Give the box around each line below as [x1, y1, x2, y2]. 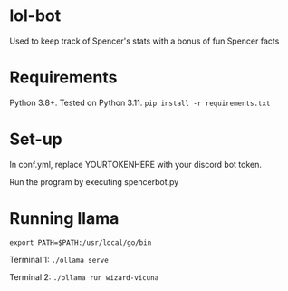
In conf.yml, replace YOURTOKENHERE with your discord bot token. [9, 159, 263, 170]
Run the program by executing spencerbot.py [9, 176, 179, 187]
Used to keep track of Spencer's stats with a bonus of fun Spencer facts [9, 35, 280, 46]
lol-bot [9, 5, 62, 26]
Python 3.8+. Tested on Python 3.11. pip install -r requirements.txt [9, 97, 271, 108]
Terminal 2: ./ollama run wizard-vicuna [9, 271, 159, 282]
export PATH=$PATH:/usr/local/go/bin [9, 238, 152, 247]
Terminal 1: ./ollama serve [9, 254, 109, 265]
